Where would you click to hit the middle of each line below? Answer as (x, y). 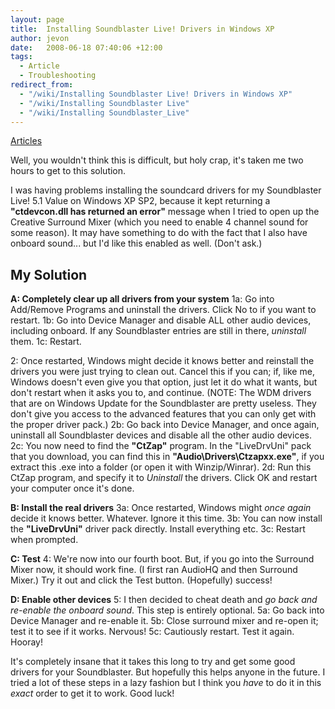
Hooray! (27, 642)
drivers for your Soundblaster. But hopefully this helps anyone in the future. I (168, 672)
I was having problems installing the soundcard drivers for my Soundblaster (166, 190)
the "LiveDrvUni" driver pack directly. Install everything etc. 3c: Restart (158, 529)
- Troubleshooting (58, 76)
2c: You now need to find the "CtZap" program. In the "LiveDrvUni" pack (161, 446)
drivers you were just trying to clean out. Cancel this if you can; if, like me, (162, 372)
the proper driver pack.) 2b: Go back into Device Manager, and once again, (165, 425)
